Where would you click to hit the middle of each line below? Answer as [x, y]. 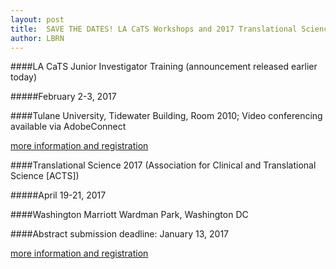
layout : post [37, 19]
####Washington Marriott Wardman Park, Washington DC [129, 215]
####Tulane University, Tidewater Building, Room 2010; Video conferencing [166, 116]
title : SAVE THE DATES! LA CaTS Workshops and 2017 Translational [154, 29]
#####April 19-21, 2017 [58, 195]
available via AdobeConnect [68, 127]
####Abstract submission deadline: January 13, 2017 [120, 234]
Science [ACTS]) [45, 176]
